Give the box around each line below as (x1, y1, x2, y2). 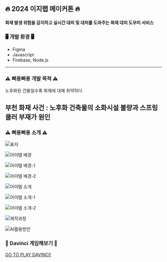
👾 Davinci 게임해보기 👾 (5, 240, 58, 247)
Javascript (12, 52, 34, 58)
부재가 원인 (18, 113, 51, 121)
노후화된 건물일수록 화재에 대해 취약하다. (5, 87, 83, 93)
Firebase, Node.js (12, 57, 49, 63)
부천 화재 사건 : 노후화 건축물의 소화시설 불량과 (5, 103, 139, 112)
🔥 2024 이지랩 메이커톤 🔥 (5, 4, 81, 13)
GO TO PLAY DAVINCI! (5, 252, 51, 258)
